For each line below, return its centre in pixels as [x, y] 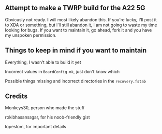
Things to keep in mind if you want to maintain [76, 50]
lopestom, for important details [36, 127]
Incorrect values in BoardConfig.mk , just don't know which [62, 71]
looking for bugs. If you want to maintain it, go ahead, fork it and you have [79, 30]
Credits [16, 96]
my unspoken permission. [31, 35]
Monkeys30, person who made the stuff [45, 108]
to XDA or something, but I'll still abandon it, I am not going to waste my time [81, 25]
